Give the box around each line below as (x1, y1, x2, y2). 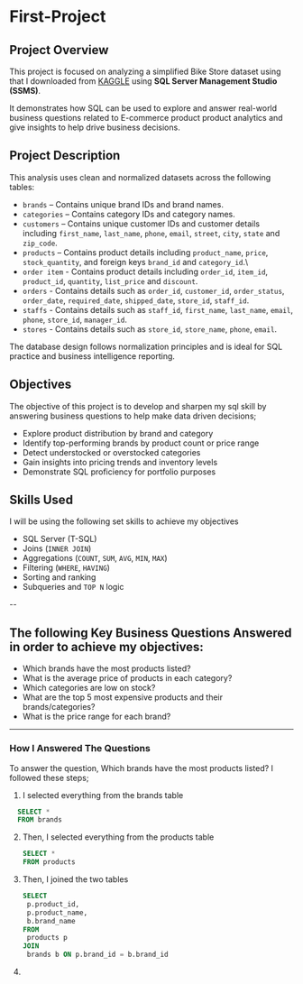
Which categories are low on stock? (22, 683, 156, 694)
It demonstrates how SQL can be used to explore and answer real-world (9, 103, 278, 114)
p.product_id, (26, 899, 80, 908)
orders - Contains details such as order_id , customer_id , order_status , (22, 285, 285, 296)
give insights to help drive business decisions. (9, 122, 180, 133)
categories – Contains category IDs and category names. (22, 208, 236, 219)
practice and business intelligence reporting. (9, 350, 176, 362)
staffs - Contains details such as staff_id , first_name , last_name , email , (22, 304, 293, 315)
